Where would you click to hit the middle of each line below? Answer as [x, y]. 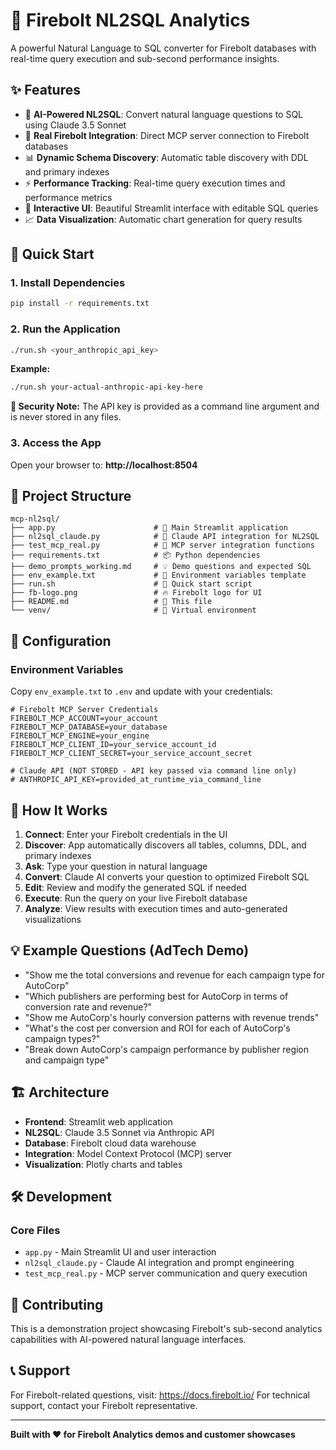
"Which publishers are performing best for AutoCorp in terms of [156, 996]
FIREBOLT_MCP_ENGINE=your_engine [80, 736]
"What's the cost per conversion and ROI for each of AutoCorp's [157, 1028]
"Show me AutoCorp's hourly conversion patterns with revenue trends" [172, 1017]
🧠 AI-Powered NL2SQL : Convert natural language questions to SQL [164, 114]
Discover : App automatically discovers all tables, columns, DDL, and [165, 845]
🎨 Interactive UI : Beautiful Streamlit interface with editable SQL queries [171, 208]
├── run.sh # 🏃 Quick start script [131, 584]
